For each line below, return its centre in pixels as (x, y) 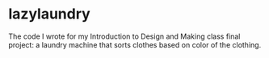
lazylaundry (49, 14)
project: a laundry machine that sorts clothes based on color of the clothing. (135, 44)
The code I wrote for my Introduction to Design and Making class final (124, 36)
